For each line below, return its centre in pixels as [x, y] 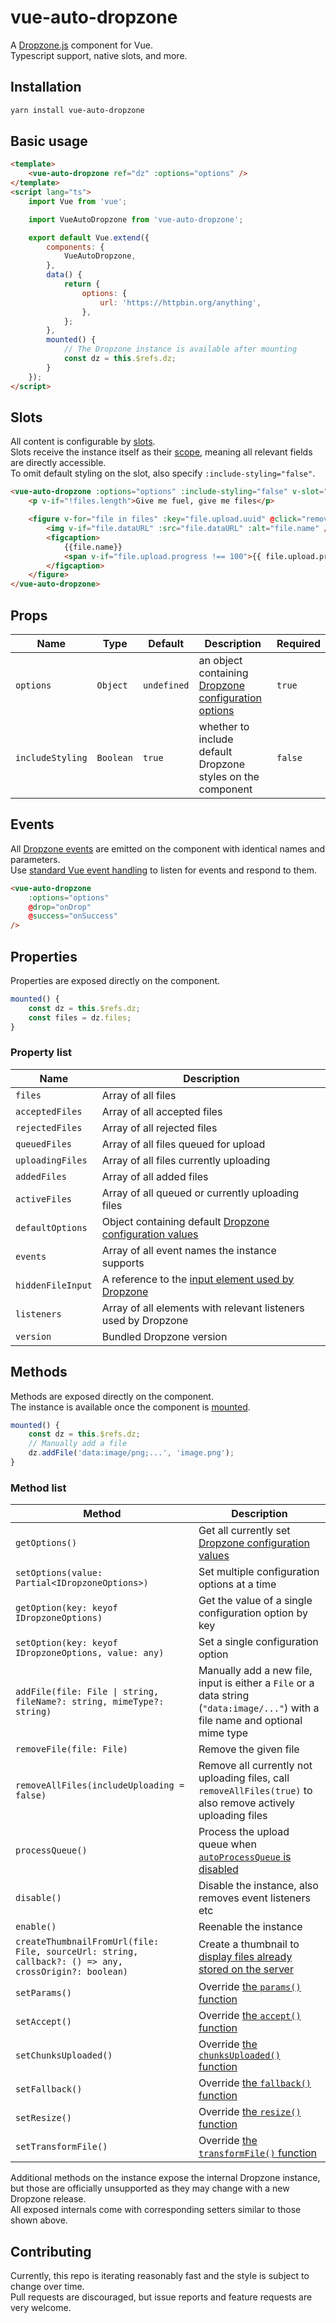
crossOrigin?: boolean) [72, 1972]
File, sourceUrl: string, [77, 1952]
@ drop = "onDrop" [60, 907]
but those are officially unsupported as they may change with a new [150, 2188]
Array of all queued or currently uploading [200, 1193]
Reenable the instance [250, 1927]
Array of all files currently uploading [186, 1160]
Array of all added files [155, 1176]
